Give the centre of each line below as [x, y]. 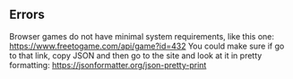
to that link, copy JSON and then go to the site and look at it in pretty [136, 55]
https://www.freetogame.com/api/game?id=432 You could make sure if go [147, 46]
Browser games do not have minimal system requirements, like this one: [142, 36]
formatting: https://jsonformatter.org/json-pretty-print [108, 65]
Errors [27, 15]
